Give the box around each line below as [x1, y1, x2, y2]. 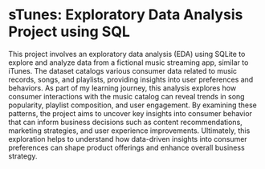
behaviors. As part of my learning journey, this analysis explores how [8, 82, 237, 93]
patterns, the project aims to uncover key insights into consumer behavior [8, 108, 253, 118]
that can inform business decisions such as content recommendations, [8, 117, 243, 127]
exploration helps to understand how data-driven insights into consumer [8, 134, 247, 143]
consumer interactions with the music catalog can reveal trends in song [8, 91, 245, 101]
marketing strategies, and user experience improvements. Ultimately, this [8, 126, 251, 135]
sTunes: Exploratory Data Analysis [8, 6, 243, 24]
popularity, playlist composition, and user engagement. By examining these [8, 100, 257, 110]
